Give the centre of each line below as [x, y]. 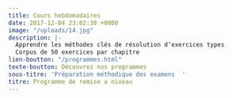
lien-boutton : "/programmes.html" [65, 60]
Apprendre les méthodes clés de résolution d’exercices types [120, 45]
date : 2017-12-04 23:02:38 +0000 [63, 23]
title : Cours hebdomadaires [55, 15]
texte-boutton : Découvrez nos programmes [78, 67]
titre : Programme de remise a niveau [70, 81]
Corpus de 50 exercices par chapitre [78, 52]
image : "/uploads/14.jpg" [51, 30]
